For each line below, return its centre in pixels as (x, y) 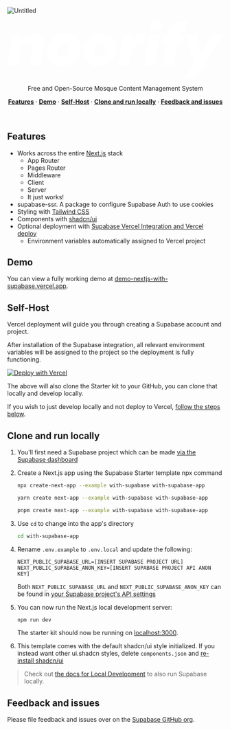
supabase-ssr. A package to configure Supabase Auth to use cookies (115, 204)
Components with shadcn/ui (57, 219)
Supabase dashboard (47, 460)
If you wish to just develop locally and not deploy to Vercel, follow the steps (114, 407)
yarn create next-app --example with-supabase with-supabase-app (112, 498)
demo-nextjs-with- (141, 279)
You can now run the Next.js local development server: (95, 607)
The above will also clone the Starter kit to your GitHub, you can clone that (112, 386)
